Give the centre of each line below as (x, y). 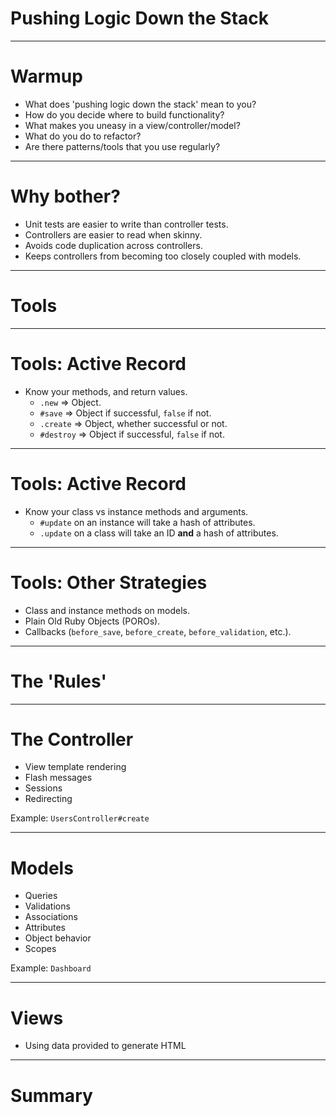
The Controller (72, 739)
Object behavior (58, 938)
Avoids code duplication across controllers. (113, 245)
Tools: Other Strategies (109, 582)
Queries (41, 896)
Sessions (43, 788)
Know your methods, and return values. (106, 391)
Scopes (40, 949)
